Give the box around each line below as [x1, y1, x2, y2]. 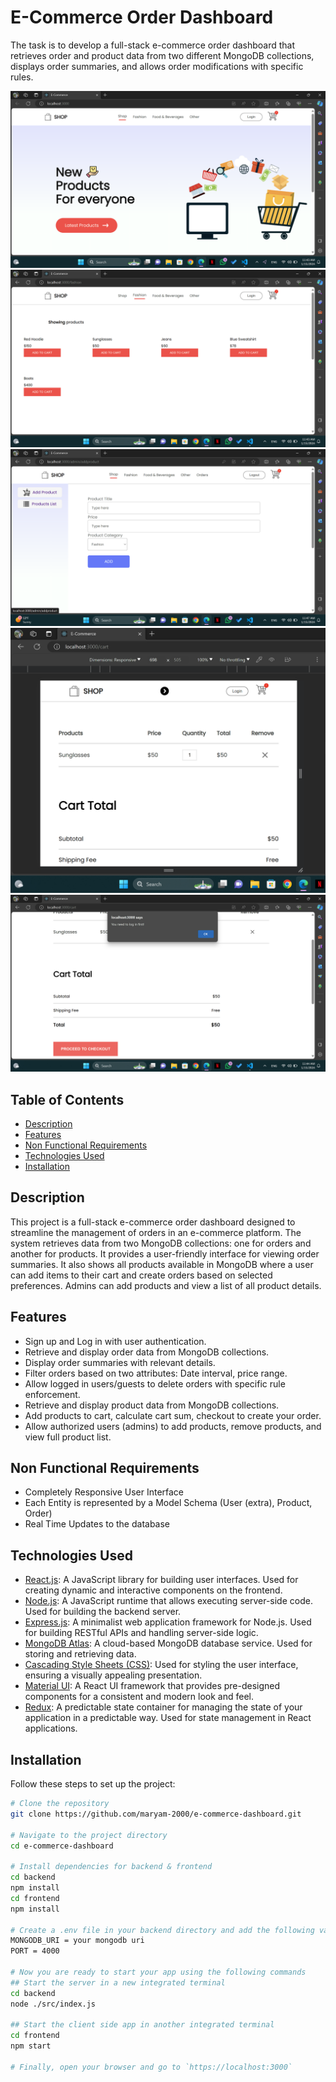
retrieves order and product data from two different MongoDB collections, [10, 49, 315, 61]
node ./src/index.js [10, 1999, 97, 2009]
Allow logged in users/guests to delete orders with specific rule [24, 1377, 286, 1390]
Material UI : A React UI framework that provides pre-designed [24, 1680, 281, 1692]
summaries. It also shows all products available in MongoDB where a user [10, 1258, 314, 1270]
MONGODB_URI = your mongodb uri [10, 1936, 145, 1946]
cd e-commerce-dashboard [10, 1841, 114, 1851]
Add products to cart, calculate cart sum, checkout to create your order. [24, 1409, 322, 1421]
